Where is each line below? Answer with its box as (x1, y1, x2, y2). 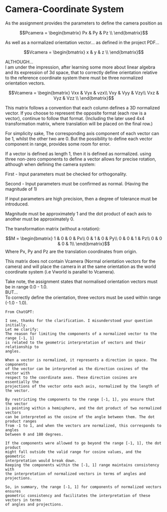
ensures (5, 488, 21, 493)
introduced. (5, 201, 29, 207)
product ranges (5, 418, 37, 423)
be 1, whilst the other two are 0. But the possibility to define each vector (5, 135, 153, 141)
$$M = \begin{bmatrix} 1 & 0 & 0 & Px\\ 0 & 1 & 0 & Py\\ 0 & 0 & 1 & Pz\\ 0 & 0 (5, 235, 163, 241)
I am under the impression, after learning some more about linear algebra (5, 64, 156, 70)
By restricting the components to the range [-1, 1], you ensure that (5, 396, 155, 402)
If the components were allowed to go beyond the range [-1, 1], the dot (5, 440, 162, 445)
